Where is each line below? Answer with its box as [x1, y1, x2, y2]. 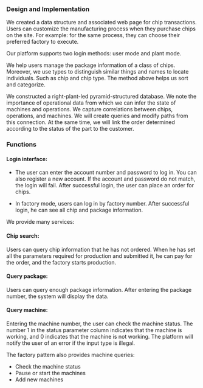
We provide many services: [6, 218, 75, 226]
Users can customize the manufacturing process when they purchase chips [6, 25, 196, 32]
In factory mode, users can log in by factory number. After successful [15, 200, 190, 207]
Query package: [6, 272, 49, 280]
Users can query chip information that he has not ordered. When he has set [6, 246, 196, 253]
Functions [6, 140, 36, 149]
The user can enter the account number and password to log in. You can [15, 169, 197, 176]
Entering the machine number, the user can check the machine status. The [6, 320, 193, 327]
